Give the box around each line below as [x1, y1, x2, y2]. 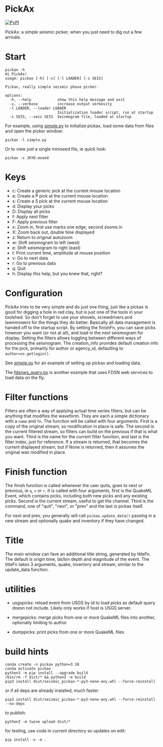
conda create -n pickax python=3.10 [5, 662, 79, 667]
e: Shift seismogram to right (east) [12, 245, 81, 251]
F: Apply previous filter [12, 218, 58, 225]
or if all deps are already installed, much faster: [5, 688, 100, 693]
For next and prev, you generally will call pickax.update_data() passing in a [5, 512, 156, 518]
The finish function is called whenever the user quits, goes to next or [5, 482, 143, 488]
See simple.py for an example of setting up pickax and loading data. [5, 360, 142, 366]
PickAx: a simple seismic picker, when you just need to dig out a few [5, 29, 142, 35]
